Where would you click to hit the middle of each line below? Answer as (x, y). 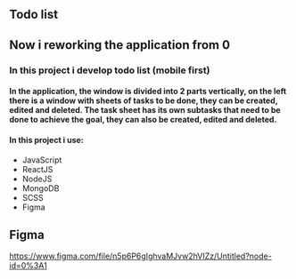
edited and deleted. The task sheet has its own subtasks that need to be (145, 110)
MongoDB (41, 188)
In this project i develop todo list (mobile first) (110, 70)
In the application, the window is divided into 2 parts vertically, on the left (148, 92)
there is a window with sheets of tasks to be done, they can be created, (144, 100)
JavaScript (42, 160)
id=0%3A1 (28, 266)
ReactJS (37, 169)
